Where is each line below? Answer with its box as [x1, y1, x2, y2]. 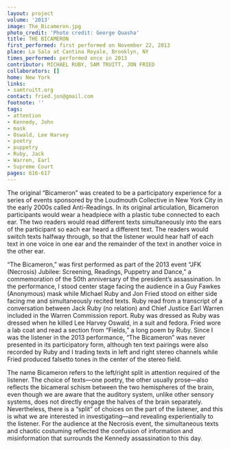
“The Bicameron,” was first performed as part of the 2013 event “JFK [7, 260, 201, 268]
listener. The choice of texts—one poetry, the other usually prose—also [7, 376, 209, 384]
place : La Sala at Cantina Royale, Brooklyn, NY [7, 49, 149, 56]
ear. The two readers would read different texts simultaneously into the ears [7, 218, 222, 226]
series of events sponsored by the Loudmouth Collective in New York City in [7, 196, 223, 204]
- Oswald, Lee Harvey [7, 131, 69, 138]
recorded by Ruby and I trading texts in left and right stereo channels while [7, 347, 218, 356]
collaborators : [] [7, 67, 60, 74]
